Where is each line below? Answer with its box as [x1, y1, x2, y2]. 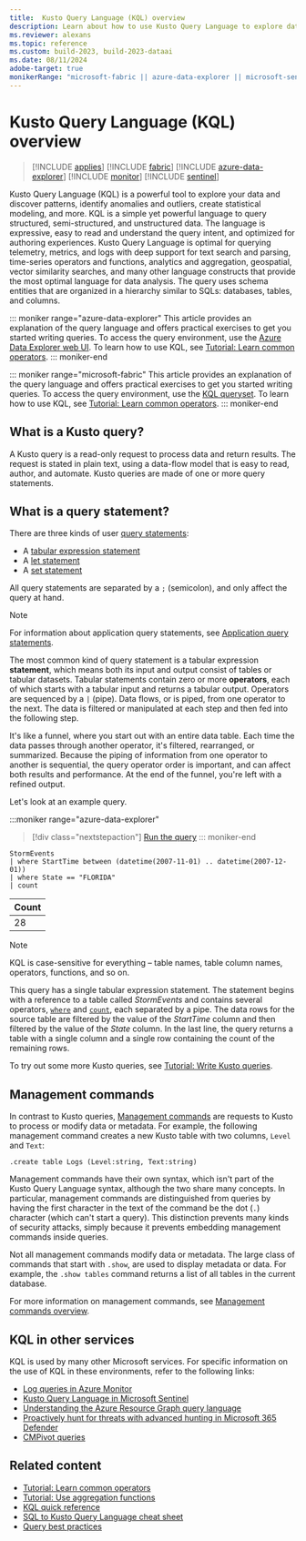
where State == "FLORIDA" [17, 873, 117, 883]
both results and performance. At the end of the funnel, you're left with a [9, 769, 282, 780]
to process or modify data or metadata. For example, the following [9, 1120, 258, 1131]
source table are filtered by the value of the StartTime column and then [9, 1014, 276, 1025]
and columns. [9, 295, 61, 306]
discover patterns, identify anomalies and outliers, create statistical [9, 198, 261, 209]
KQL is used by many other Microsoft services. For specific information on [9, 1355, 289, 1366]
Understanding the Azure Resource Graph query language [22, 1403, 242, 1414]
